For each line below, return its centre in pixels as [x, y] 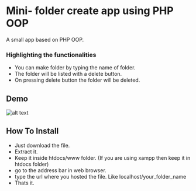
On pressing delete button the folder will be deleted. [77, 80]
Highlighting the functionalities [51, 55]
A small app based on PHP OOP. [45, 39]
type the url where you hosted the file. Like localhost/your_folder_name [100, 176]
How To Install [32, 131]
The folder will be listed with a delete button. [68, 74]
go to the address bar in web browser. [60, 170]
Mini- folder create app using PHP [90, 11]
